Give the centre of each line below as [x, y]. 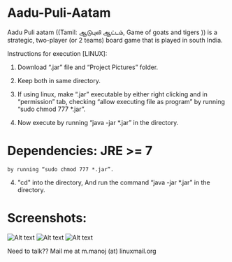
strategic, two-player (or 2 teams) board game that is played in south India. [115, 40]
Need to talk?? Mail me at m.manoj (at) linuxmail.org [82, 251]
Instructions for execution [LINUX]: [57, 53]
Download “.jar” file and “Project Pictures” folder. [88, 67]
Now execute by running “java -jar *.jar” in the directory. [98, 122]
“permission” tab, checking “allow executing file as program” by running [121, 101]
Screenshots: [47, 218]
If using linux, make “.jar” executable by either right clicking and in [113, 94]
